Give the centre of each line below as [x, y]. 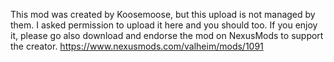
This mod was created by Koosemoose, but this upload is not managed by [163, 14]
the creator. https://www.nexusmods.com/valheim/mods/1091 [137, 46]
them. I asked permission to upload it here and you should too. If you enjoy [164, 25]
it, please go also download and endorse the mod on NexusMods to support [167, 35]
